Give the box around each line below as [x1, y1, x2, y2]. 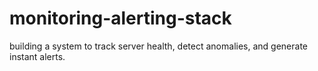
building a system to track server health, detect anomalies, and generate [9, 40, 308, 52]
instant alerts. [9, 50, 66, 62]
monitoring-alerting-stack [9, 7, 232, 30]
